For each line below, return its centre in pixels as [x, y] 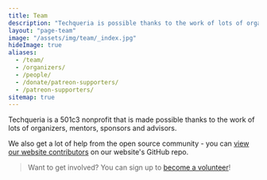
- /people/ [33, 75]
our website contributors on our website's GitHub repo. [99, 152]
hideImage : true [35, 45]
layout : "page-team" [43, 30]
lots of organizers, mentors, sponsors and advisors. [93, 128]
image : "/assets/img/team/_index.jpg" [72, 38]
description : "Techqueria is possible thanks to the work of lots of [126, 23]
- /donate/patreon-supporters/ [67, 82]
